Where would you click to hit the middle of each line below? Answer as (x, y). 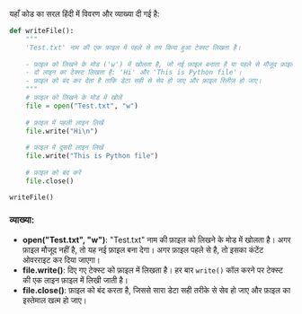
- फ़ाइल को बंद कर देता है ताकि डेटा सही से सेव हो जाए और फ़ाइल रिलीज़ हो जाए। (144, 81)
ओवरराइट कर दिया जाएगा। (61, 259)
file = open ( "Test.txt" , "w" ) (82, 106)
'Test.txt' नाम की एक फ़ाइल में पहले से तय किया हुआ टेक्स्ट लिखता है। (133, 48)
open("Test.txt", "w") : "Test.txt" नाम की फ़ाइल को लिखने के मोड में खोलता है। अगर (156, 240)
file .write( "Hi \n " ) (62, 131)
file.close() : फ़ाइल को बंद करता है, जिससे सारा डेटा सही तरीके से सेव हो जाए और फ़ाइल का (156, 290)
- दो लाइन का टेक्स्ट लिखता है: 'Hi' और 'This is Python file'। (134, 73)
